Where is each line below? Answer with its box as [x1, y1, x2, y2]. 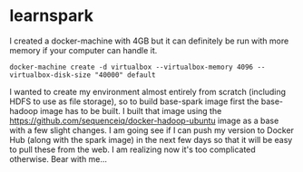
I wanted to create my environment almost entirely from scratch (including [9, 86, 287, 97]
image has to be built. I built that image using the [40, 105, 222, 116]
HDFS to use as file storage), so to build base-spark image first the [9, 96, 259, 107]
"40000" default [94, 70, 156, 80]
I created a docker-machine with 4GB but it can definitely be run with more [9, 35, 289, 46]
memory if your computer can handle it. [9, 44, 158, 55]
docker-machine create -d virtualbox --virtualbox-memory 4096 [9, 62, 254, 72]
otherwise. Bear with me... [9, 153, 107, 164]
